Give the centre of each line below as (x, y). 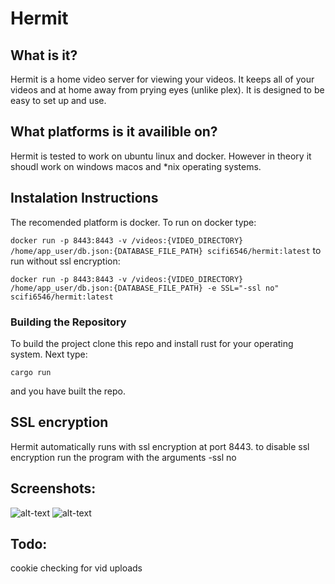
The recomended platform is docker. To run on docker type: (133, 222)
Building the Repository (68, 322)
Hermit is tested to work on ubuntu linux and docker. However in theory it (161, 156)
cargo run (31, 372)
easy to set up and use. (58, 100)
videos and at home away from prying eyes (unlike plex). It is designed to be (167, 90)
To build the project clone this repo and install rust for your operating (152, 343)
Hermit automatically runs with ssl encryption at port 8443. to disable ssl (160, 446)
